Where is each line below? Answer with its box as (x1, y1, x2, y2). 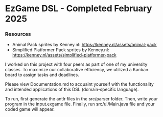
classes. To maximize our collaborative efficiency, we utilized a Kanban (5, 67, 148, 73)
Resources (5, 31, 31, 38)
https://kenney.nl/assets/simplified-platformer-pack (12, 52, 116, 58)
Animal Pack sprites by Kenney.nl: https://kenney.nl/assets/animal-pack (12, 42, 157, 48)
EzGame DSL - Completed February (5, 3, 152, 14)
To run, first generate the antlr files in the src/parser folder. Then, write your (5, 96, 158, 102)
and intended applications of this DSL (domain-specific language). (5, 86, 139, 93)
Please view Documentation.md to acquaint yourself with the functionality (5, 81, 154, 87)
